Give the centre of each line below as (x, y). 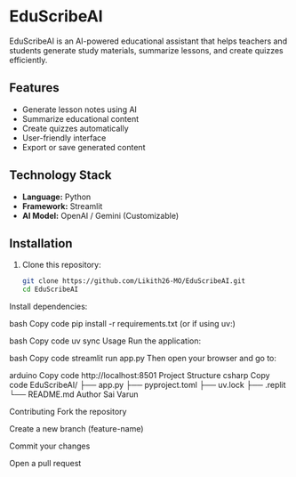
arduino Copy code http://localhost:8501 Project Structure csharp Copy (140, 376)
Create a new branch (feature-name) (76, 429)
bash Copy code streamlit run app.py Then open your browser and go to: (143, 359)
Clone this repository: (61, 265)
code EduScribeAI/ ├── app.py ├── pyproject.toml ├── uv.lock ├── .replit (148, 385)
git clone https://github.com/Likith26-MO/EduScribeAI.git (134, 281)
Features (34, 88)
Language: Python (56, 197)
